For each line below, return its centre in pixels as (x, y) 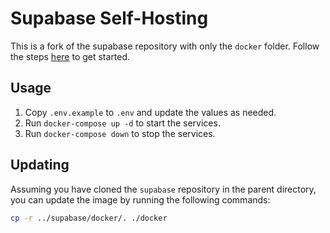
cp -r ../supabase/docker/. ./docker (89, 218)
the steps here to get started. (70, 56)
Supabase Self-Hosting (109, 18)
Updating (40, 165)
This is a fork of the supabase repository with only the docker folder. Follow (165, 46)
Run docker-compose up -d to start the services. (122, 123)
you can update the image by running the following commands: (140, 199)
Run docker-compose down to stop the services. (120, 133)
